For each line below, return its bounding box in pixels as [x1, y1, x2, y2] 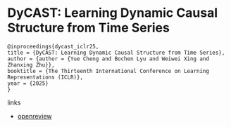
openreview [17, 112, 52, 120]
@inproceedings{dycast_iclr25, [7, 43, 99, 50]
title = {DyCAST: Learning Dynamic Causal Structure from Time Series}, [7, 49, 225, 56]
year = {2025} [7, 79, 49, 87]
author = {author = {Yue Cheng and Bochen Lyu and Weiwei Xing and [7, 55, 210, 62]
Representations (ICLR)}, [7, 74, 83, 81]
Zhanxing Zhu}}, [7, 61, 55, 68]
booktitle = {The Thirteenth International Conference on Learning [7, 67, 210, 74]
